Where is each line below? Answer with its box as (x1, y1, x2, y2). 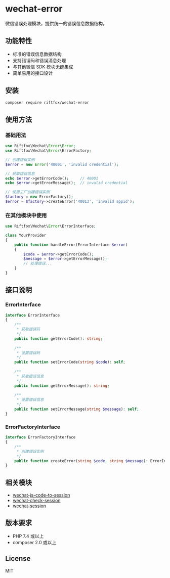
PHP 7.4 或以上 (12, 533, 44, 539)
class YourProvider (5, 233, 47, 238)
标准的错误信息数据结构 (12, 51, 62, 57)
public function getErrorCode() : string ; (14, 336, 103, 341)
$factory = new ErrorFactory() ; (5, 194, 73, 200)
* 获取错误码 (16, 327, 40, 332)
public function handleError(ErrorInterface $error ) (14, 242, 128, 247)
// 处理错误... (23, 261, 52, 266)
